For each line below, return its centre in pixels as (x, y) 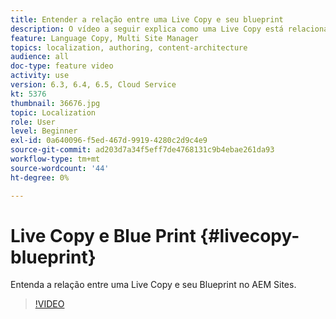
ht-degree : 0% (40, 177)
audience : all (40, 57)
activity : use (40, 76)
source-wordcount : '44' (60, 168)
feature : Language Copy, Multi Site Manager (104, 38)
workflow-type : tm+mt (55, 159)
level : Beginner (44, 131)
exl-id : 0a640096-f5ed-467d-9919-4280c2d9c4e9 (109, 141)
